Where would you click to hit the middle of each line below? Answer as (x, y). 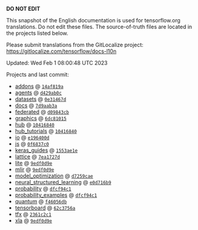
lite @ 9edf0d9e (33, 163)
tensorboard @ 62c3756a (45, 208)
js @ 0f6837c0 (32, 144)
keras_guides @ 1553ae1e (46, 150)
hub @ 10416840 (35, 125)
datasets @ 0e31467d (40, 99)
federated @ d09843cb (42, 112)
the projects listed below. (37, 33)
